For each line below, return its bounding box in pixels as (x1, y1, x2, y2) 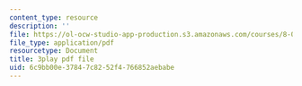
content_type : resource (9, 13, 99, 22)
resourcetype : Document (9, 47, 99, 56)
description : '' (9, 21, 70, 30)
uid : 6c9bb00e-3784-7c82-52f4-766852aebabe (9, 64, 175, 73)
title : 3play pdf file (9, 55, 94, 64)
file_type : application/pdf (9, 38, 115, 47)
